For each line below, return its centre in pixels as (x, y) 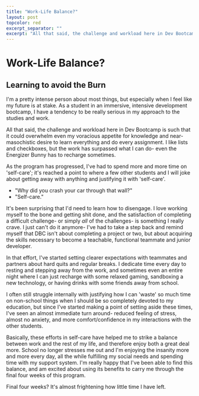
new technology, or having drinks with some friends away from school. (93, 283)
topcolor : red (24, 23)
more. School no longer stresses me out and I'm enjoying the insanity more (98, 350)
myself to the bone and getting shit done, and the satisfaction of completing (99, 215)
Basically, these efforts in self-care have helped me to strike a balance (92, 338)
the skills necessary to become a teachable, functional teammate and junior (98, 240)
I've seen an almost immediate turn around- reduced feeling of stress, (92, 313)
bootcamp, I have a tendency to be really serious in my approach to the (93, 112)
